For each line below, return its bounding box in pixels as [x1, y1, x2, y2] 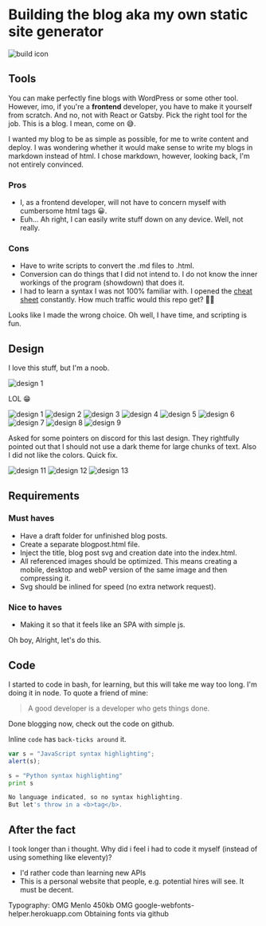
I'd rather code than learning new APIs [19, 868, 147, 878]
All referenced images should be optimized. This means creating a [19, 556, 237, 565]
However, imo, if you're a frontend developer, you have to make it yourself [8, 101, 252, 111]
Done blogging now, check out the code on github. [8, 719, 174, 728]
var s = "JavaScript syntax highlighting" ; [8, 750, 155, 758]
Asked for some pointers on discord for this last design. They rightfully [8, 433, 240, 443]
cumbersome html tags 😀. [19, 206, 108, 216]
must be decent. [19, 885, 74, 895]
